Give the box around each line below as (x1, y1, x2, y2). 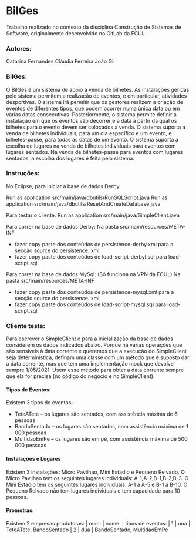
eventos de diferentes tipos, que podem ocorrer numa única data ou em (6, 105, 180, 112)
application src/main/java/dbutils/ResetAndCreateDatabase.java (6, 200, 161, 207)
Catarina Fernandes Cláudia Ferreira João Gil (6, 58, 115, 65)
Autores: (6, 44, 32, 52)
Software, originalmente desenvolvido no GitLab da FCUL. (6, 29, 147, 36)
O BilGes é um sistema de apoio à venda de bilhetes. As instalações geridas (6, 86, 190, 93)
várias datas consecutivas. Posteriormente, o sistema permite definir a (6, 111, 177, 118)
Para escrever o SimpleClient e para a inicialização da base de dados (6, 335, 173, 342)
